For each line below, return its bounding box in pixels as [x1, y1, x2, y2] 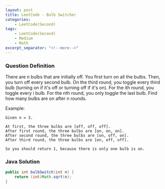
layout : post [5, 7, 33, 13]
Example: [5, 105, 25, 111]
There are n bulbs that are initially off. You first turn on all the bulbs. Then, [5, 73, 160, 79]
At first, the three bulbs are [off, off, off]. [5, 124, 111, 129]
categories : [5, 17, 31, 22]
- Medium [14, 36, 33, 41]
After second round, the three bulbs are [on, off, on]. [5, 133, 129, 138]
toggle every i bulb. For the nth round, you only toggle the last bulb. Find [5, 90, 157, 96]
